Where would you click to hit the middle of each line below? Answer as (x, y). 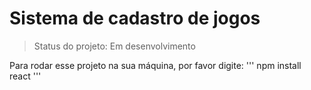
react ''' (25, 76)
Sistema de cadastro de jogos (135, 18)
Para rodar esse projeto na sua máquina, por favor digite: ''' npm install (155, 65)
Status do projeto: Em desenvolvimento (114, 46)
